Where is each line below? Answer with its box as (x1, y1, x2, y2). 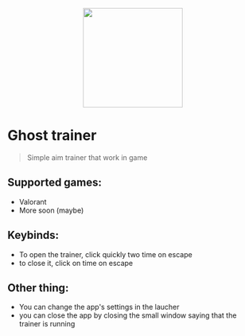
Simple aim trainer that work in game (26, 152, 148, 162)
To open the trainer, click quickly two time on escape (18, 249, 192, 259)
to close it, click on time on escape (18, 258, 134, 268)
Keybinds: (7, 229, 60, 242)
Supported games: (7, 176, 103, 189)
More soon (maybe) (18, 205, 84, 215)
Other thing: (7, 281, 69, 295)
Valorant (18, 197, 47, 206)
